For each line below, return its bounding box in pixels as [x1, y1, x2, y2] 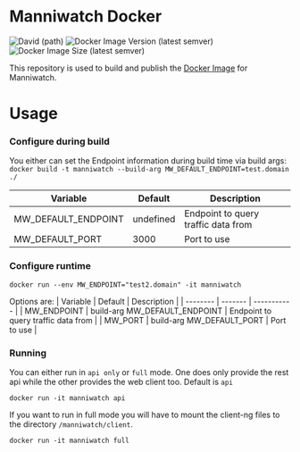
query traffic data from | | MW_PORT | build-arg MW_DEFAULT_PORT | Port [9, 314, 287, 325]
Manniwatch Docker [9, 6, 162, 27]
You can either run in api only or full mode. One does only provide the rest [9, 367, 289, 378]
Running [9, 347, 47, 359]
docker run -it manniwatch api [9, 394, 126, 403]
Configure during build [9, 136, 110, 148]
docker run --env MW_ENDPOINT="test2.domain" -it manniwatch [9, 280, 242, 289]
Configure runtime [9, 260, 91, 272]
